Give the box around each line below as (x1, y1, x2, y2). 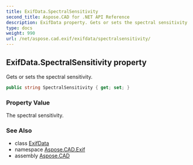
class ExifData (14, 140, 49, 147)
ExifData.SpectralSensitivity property (6, 58, 147, 68)
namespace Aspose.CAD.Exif (14, 146, 86, 153)
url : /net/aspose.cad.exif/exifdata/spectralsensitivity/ (6, 36, 151, 42)
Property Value (6, 98, 50, 106)
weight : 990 (6, 31, 35, 36)
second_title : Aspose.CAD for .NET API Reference (6, 14, 130, 20)
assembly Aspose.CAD (14, 152, 70, 159)
